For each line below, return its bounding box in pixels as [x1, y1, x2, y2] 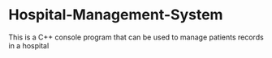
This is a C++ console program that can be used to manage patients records [8, 32, 264, 42]
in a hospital [8, 40, 50, 50]
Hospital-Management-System [8, 6, 223, 24]
